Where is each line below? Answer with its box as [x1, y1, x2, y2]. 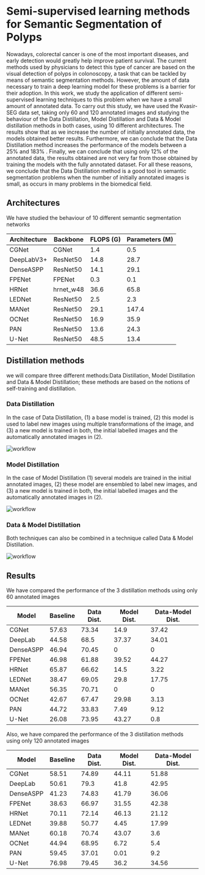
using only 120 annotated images [6, 737, 90, 744]
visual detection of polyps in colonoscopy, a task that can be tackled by [6, 70, 187, 77]
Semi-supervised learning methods [6, 4, 190, 18]
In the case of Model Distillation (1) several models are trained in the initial [6, 474, 192, 482]
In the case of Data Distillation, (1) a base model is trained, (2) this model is [6, 413, 194, 421]
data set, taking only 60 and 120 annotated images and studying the [18, 109, 189, 116]
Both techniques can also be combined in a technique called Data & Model [6, 534, 193, 542]
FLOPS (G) [90, 235, 121, 244]
